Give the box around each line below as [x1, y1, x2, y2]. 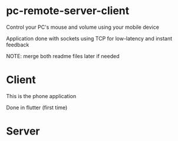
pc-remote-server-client [6, 4, 130, 18]
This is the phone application [6, 92, 77, 99]
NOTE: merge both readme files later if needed [6, 52, 120, 59]
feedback [6, 41, 29, 48]
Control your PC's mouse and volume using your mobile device [6, 23, 159, 31]
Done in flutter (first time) [6, 104, 68, 111]
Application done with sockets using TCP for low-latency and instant [6, 35, 173, 42]
